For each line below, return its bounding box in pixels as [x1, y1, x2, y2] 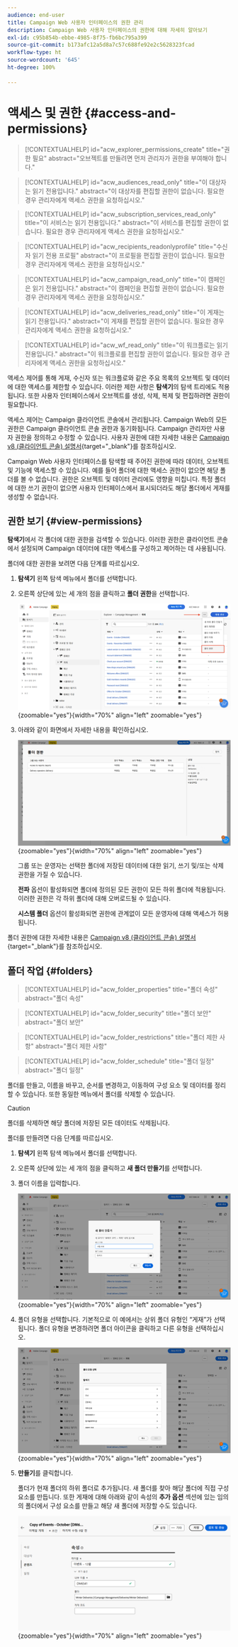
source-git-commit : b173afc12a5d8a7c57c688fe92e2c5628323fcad [7, 41, 195, 49]
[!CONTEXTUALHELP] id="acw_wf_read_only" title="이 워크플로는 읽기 [24, 341, 229, 349]
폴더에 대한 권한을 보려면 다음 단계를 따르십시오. [7, 559, 140, 568]
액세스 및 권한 [7, 105, 82, 121]
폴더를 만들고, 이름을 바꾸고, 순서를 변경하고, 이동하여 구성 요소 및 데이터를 [7, 1081, 213, 1090]
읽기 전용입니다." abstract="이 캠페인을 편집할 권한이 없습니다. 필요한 [32, 284, 225, 292]
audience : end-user [7, 11, 65, 18]
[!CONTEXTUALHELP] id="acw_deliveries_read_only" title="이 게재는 [24, 307, 225, 316]
